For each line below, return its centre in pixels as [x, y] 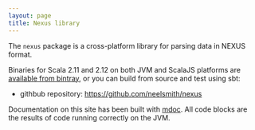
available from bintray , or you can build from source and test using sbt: [124, 78]
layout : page [30, 16]
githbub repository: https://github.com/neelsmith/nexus [111, 93]
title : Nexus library [44, 23]
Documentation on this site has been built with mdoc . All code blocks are [128, 109]
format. [20, 54]
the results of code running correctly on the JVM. [89, 117]
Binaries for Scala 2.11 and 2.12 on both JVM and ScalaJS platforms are [125, 69]
